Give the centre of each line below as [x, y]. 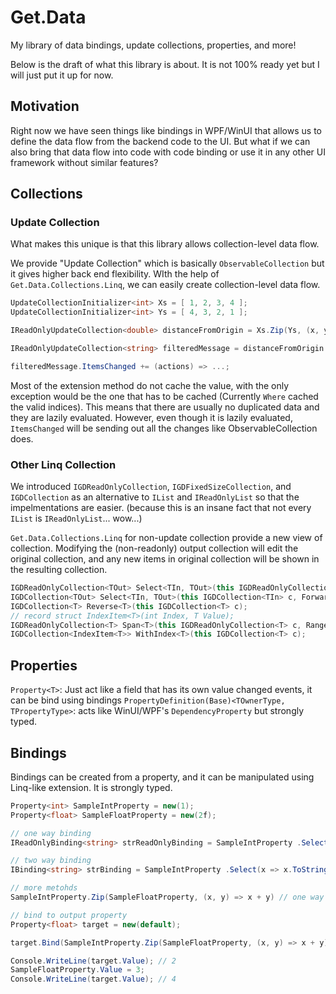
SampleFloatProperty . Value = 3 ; [77, 970]
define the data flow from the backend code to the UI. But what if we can [160, 141]
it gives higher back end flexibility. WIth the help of [115, 274]
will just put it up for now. [62, 75]
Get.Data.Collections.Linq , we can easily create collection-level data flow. [165, 285]
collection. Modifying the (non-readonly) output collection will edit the [154, 548]
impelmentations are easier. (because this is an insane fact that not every [161, 508]
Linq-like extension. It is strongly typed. [91, 787]
